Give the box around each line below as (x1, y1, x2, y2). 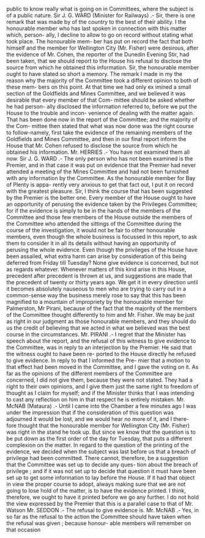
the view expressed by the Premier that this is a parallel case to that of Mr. (6, 500, 193, 507)
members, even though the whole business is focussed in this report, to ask (6, 233, 198, 240)
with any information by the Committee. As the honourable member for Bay (6, 175, 196, 181)
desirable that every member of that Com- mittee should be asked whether (6, 96, 195, 104)
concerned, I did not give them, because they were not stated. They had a (6, 376, 193, 384)
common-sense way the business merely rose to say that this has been (6, 292, 186, 299)
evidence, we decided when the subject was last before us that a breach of (6, 448, 196, 455)
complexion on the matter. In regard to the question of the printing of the (6, 441, 189, 449)
